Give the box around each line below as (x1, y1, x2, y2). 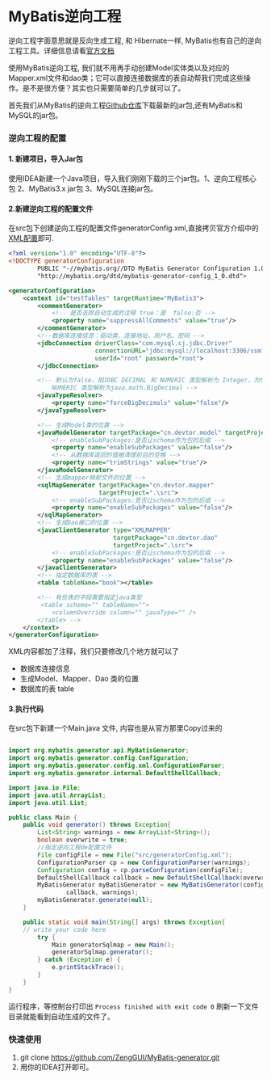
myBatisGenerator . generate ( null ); (37, 896, 153, 904)
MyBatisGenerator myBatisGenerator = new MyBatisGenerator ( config (37, 881, 265, 889)
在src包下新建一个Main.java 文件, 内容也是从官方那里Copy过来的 (8, 723, 223, 733)
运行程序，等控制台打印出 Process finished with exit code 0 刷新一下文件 (8, 1001, 260, 1011)
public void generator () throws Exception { (23, 821, 172, 829)
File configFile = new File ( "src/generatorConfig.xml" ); (37, 850, 232, 859)
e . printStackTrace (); (51, 963, 125, 972)
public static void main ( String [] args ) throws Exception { (23, 918, 226, 926)
